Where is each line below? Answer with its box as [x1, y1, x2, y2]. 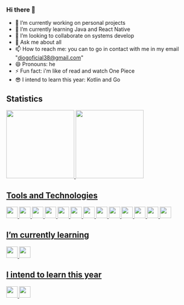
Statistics [6, 93, 43, 104]
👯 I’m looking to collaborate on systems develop [14, 32, 135, 39]
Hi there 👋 [6, 5, 36, 14]
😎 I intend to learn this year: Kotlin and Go [14, 76, 121, 84]
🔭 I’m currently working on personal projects [14, 19, 125, 27]
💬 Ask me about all [14, 39, 62, 46]
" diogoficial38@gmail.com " [14, 54, 84, 61]
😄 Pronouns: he [14, 61, 56, 68]
